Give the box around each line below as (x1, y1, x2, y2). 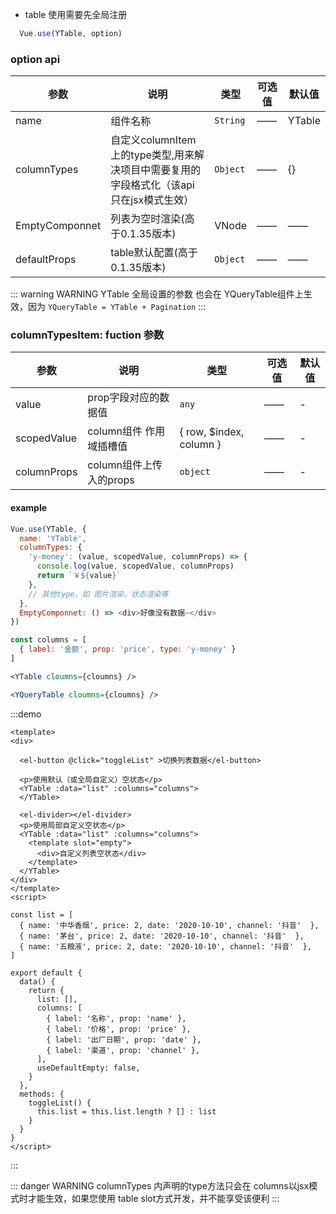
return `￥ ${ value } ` (36, 571, 122, 581)
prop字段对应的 (87, 391, 160, 405)
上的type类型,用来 (110, 148, 195, 162)
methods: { (19, 1089, 65, 1099)
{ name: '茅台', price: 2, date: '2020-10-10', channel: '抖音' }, (19, 931, 305, 941)
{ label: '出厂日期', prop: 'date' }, (46, 1034, 202, 1045)
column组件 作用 (87, 424, 166, 438)
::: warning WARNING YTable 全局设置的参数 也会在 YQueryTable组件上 (10, 288, 304, 300)
